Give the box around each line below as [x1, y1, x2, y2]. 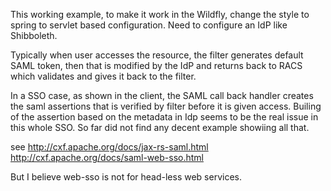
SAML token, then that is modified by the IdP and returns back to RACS [10, 60, 303, 71]
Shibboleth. [10, 30, 58, 41]
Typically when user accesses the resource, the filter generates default [10, 49, 304, 61]
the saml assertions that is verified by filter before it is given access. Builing [10, 100, 322, 112]
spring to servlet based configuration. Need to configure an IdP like [10, 19, 288, 31]
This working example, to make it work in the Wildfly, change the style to [10, 9, 310, 20]
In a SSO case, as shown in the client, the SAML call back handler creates [10, 90, 314, 101]
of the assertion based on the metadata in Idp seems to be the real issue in [10, 111, 319, 123]
